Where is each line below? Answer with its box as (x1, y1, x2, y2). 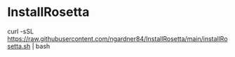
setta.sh (7, 42, 31, 50)
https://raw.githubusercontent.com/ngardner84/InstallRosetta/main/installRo (7, 34, 228, 42)
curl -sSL (7, 27, 34, 35)
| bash (32, 42, 51, 50)
